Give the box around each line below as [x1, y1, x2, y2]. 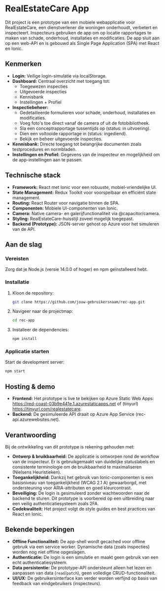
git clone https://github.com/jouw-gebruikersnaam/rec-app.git [12, 299, 145, 304]
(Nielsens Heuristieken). [12, 469, 62, 475]
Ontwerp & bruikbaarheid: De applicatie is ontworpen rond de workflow [12, 453, 160, 459]
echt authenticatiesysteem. [12, 559, 67, 565]
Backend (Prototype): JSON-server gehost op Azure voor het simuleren [12, 221, 159, 227]
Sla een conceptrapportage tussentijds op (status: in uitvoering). [19, 125, 151, 131]
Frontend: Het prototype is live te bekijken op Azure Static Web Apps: [12, 396, 154, 402]
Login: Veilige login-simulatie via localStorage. [12, 73, 107, 79]
